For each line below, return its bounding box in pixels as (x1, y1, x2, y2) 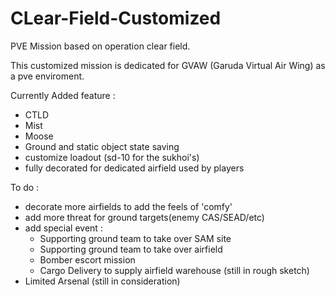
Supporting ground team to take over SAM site (39, 232, 232, 244)
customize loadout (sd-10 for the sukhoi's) (24, 151, 200, 163)
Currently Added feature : (10, 89, 116, 101)
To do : (10, 181, 40, 193)
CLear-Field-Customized (10, 7, 222, 30)
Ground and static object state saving (24, 140, 180, 152)
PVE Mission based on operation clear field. (10, 40, 191, 52)
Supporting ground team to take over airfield (39, 243, 223, 255)
